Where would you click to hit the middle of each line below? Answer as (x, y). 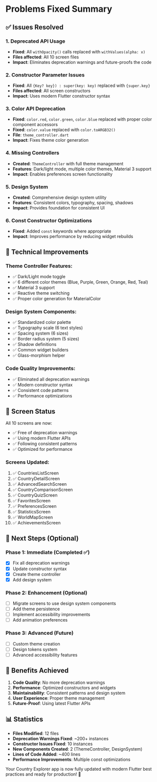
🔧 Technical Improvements (47, 252)
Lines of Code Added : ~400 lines (46, 755)
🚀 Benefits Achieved (37, 671)
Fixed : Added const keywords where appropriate (62, 231)
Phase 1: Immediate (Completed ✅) (48, 552)
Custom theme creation (36, 644)
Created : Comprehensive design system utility (59, 198)
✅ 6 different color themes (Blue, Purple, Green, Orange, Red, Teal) (80, 282)
